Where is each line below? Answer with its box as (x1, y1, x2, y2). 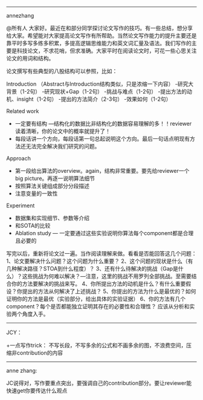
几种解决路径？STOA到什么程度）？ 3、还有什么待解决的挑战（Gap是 (6, 265, 178, 272)
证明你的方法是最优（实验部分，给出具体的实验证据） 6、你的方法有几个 (6, 295, 186, 302)
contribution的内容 (16, 349, 63, 356)
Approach (6, 155, 31, 162)
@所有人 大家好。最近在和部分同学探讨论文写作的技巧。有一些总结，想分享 (6, 25, 193, 31)
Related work (6, 108, 39, 115)
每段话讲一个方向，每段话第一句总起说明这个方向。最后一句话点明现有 (14, 135, 190, 142)
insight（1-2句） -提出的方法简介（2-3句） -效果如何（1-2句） (16, 95, 172, 103)
